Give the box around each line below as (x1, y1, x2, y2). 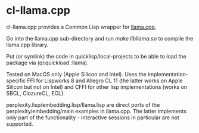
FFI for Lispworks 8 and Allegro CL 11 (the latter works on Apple (27, 77, 183, 84)
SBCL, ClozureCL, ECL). (6, 89, 66, 97)
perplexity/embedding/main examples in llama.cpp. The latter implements (6, 107, 186, 115)
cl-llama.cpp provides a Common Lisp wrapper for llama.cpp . (6, 23, 157, 30)
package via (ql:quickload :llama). (6, 59, 89, 66)
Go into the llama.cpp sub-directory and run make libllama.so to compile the (6, 35, 194, 42)
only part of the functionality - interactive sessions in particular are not (6, 114, 180, 121)
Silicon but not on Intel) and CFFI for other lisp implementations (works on (6, 83, 188, 90)
